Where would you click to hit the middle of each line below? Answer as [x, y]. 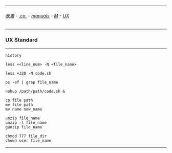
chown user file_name [28, 140]
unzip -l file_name [26, 123]
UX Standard [21, 40]
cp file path [19, 100]
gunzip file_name [24, 127]
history [14, 55]
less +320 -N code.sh [28, 73]
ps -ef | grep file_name [32, 82]
